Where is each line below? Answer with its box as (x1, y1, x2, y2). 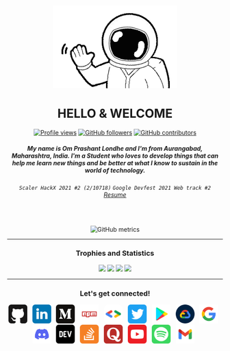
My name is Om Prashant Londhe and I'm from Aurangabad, (27, 144, 203, 152)
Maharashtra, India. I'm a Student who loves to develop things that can (11, 152, 219, 160)
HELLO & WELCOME (57, 106, 173, 121)
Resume (103, 191, 127, 199)
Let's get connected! (79, 289, 151, 298)
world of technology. (84, 166, 146, 174)
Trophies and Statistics (75, 249, 155, 258)
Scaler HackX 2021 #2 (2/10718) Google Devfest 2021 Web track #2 (19, 184, 211, 191)
